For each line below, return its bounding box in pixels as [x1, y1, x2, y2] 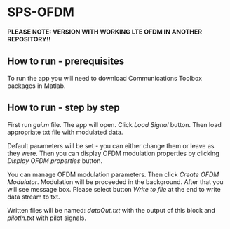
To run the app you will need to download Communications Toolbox [7, 74, 202, 82]
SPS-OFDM [7, 4, 75, 20]
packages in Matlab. [7, 81, 66, 90]
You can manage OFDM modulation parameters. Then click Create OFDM [7, 170, 219, 178]
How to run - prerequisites [7, 55, 125, 67]
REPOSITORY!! [7, 34, 51, 43]
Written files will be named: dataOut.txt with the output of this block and [7, 206, 216, 214]
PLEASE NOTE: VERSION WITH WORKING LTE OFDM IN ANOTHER [7, 27, 202, 36]
